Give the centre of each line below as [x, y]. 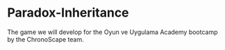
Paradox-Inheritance [68, 13]
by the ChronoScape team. [46, 39]
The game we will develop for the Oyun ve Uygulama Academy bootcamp [112, 32]
